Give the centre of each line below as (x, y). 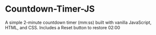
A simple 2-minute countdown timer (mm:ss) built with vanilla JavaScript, (78, 22)
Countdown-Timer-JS (50, 9)
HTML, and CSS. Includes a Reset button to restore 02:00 (63, 27)
